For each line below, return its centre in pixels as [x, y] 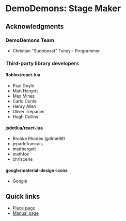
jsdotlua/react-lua [24, 128]
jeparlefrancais [28, 144]
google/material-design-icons [37, 170]
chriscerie [23, 159]
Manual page [26, 213]
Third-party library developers [42, 63]
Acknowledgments [35, 26]
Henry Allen [24, 106]
